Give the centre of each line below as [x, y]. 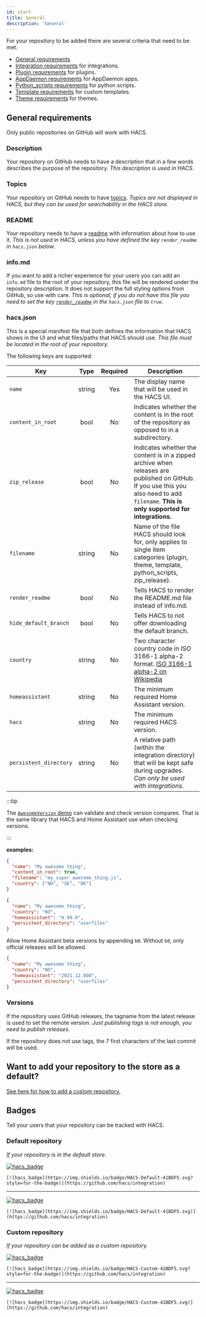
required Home [155, 697]
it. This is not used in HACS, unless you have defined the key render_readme [102, 240]
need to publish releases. [38, 1029]
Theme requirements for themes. [57, 98]
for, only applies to [161, 542]
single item [150, 549]
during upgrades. [159, 770]
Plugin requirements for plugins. [55, 72]
